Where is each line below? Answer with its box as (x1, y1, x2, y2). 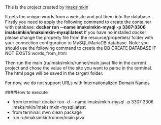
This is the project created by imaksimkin (5, 4, 89, 10)
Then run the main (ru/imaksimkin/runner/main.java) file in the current (5, 60, 147, 65)
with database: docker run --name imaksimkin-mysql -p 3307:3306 (5, 24, 146, 30)
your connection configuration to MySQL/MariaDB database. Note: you (5, 40, 149, 46)
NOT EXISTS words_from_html (5, 50, 67, 56)
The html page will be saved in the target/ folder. (5, 70, 103, 76)
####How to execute (5, 90, 48, 95)
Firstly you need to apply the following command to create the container (5, 19, 152, 25)
